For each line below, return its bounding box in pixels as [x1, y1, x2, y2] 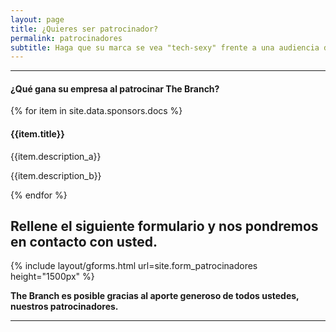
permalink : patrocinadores [10, 33, 123, 43]
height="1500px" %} [10, 271, 95, 283]
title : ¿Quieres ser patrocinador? [10, 24, 159, 34]
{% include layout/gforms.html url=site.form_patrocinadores [10, 260, 258, 272]
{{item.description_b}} [10, 169, 102, 181]
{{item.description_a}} [10, 150, 102, 162]
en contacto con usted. [10, 234, 158, 251]
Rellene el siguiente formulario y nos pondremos [10, 218, 319, 235]
